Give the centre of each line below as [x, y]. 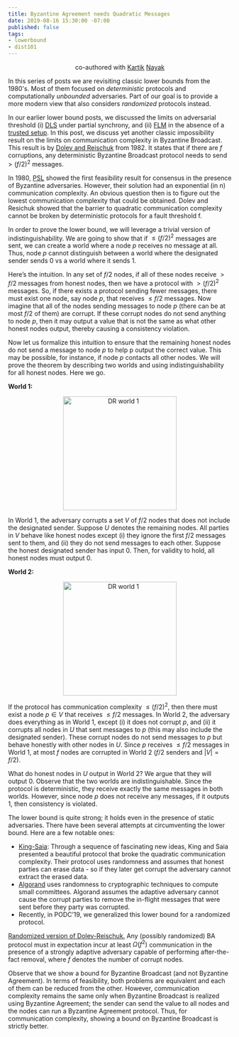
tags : [16, 34]
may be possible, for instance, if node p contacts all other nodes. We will [114, 357]
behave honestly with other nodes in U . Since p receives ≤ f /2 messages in [119, 745]
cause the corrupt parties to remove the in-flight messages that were [119, 899]
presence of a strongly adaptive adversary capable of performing [104, 952]
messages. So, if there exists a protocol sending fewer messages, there [112, 291]
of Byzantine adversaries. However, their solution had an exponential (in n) [117, 185]
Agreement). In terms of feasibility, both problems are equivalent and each [117, 981]
